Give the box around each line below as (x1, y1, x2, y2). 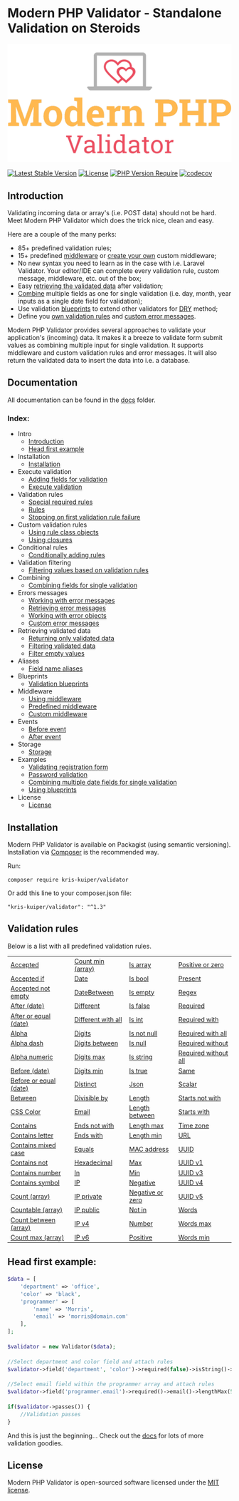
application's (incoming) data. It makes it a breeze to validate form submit (7, 334, 223, 342)
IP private (74, 1192, 102, 1200)
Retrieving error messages (28, 604, 107, 612)
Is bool (129, 974, 149, 983)
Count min (74, 956, 105, 965)
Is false (129, 1001, 151, 1010)
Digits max (74, 1053, 105, 1061)
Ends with (74, 1131, 103, 1140)
